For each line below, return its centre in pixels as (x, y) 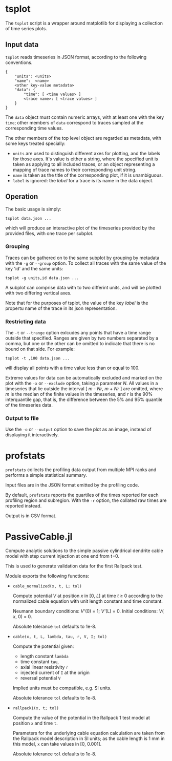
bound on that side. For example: (40, 349)
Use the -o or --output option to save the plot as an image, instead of (79, 429)
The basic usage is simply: (33, 209)
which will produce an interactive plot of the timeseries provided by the (80, 228)
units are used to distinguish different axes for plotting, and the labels (86, 153)
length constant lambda (45, 657)
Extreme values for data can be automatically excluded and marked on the (84, 378)
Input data (22, 45)
